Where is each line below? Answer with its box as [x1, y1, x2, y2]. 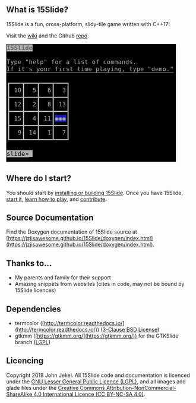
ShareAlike [6, 391, 33, 398]
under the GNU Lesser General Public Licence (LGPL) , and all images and [6, 377, 186, 385]
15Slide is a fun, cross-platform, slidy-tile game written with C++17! [6, 20, 170, 27]
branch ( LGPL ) [14, 339, 51, 346]
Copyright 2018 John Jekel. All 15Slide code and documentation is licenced [6, 371, 190, 379]
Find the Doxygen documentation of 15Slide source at [6, 228, 138, 235]
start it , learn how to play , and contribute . [6, 196, 107, 203]
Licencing [6, 356, 43, 366]
